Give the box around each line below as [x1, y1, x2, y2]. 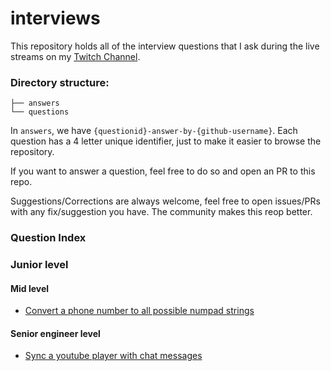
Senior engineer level [10, 327, 101, 339]
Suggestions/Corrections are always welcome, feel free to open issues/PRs [10, 195, 321, 207]
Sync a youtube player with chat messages [24, 350, 203, 362]
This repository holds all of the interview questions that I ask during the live [10, 40, 320, 52]
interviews [10, 7, 101, 30]
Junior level [10, 258, 69, 272]
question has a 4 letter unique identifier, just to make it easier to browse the [10, 135, 322, 147]
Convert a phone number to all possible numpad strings [24, 305, 255, 317]
